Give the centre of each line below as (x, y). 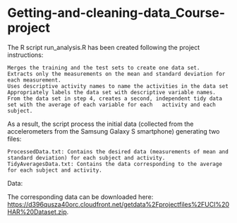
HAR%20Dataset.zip (37, 212)
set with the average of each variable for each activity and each (112, 104)
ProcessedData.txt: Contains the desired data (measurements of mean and (118, 152)
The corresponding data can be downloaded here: (80, 197)
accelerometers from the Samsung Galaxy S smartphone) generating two (114, 131)
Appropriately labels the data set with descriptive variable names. (112, 92)
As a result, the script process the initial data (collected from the (101, 124)
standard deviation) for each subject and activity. (86, 158)
